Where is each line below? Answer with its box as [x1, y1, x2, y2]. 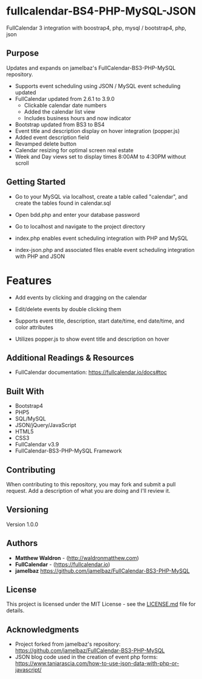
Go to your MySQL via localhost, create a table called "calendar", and [15, 193, 188, 200]
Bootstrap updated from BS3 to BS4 [15, 121, 105, 128]
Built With [6, 386, 44, 396]
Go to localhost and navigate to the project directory [15, 222, 146, 230]
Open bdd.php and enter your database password [15, 211, 140, 218]
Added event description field [15, 134, 90, 141]
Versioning [6, 504, 48, 515]
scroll [15, 159, 29, 167]
